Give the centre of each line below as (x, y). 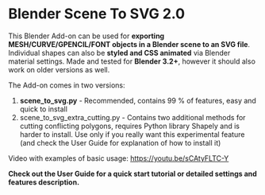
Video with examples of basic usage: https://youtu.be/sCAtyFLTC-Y (119, 158)
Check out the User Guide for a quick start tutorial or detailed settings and (133, 174)
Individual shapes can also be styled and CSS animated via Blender (119, 53)
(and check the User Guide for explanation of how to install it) (120, 142)
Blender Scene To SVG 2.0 (96, 14)
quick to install (43, 109)
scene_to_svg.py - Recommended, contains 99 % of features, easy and (138, 100)
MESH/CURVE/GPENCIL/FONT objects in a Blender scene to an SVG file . (129, 44)
